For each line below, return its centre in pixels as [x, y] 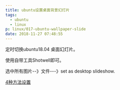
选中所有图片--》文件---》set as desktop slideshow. [60, 71]
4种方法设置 [18, 82]
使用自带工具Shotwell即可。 [35, 60]
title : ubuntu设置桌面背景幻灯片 [38, 10]
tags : [11, 15]
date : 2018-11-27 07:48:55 [34, 34]
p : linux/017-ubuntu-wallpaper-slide [46, 29]
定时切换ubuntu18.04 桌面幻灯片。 [42, 49]
